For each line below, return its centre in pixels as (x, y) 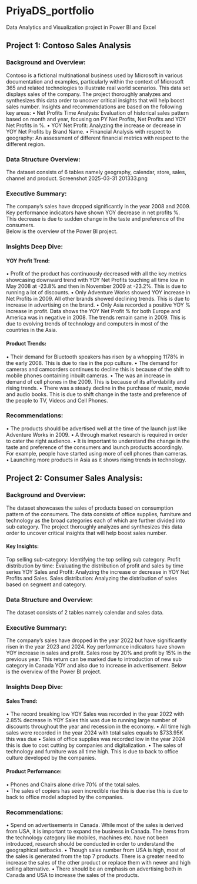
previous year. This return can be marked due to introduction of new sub (94, 659)
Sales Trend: (22, 701)
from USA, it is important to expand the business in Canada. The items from (98, 831)
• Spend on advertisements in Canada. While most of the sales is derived (95, 825)
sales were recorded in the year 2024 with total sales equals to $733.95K (95, 733)
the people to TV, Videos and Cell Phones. (57, 400)
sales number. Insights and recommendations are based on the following (94, 107)
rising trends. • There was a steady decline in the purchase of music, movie (98, 388)
